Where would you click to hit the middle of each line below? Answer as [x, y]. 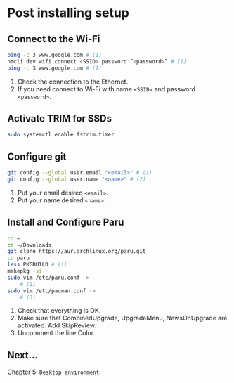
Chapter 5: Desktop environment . [54, 372]
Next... [23, 355]
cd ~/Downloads [30, 245]
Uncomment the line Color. [56, 333]
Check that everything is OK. [59, 311]
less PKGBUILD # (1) [38, 265]
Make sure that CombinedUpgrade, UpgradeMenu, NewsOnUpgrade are [122, 318]
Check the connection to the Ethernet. [73, 82]
